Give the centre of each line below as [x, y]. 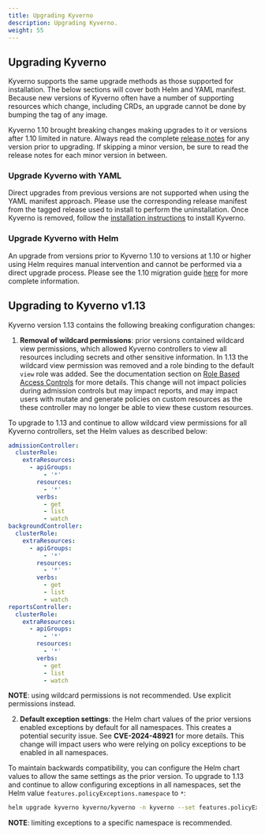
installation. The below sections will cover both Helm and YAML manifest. [127, 90]
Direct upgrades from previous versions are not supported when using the [129, 193]
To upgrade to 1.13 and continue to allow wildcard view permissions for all [127, 423]
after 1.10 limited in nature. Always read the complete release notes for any [129, 138]
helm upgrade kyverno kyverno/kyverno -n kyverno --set [102, 808]
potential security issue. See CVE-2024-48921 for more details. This [132, 736]
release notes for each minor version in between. [88, 156]
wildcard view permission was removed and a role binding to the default [136, 365]
